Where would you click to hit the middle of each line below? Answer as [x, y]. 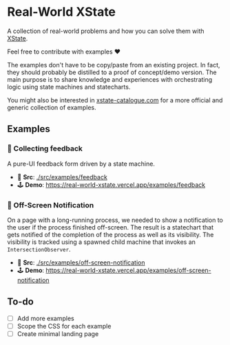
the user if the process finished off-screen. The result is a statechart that [111, 227]
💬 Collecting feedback [45, 148]
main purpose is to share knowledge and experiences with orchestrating [110, 79]
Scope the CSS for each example [64, 326]
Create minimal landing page [58, 333]
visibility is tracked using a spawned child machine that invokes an [102, 242]
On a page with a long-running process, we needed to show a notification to [115, 220]
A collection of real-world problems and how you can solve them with [106, 31]
